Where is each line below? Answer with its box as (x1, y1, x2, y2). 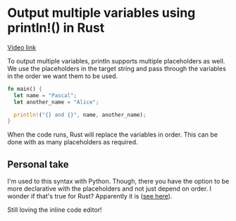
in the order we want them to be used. (7, 72, 118, 80)
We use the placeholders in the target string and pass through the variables (7, 64, 227, 72)
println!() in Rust (7, 20, 105, 36)
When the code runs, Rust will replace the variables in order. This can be (7, 130, 218, 139)
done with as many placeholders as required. (7, 138, 138, 146)
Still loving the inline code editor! (7, 206, 102, 214)
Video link (7, 43, 37, 51)
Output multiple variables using (7, 5, 196, 21)
